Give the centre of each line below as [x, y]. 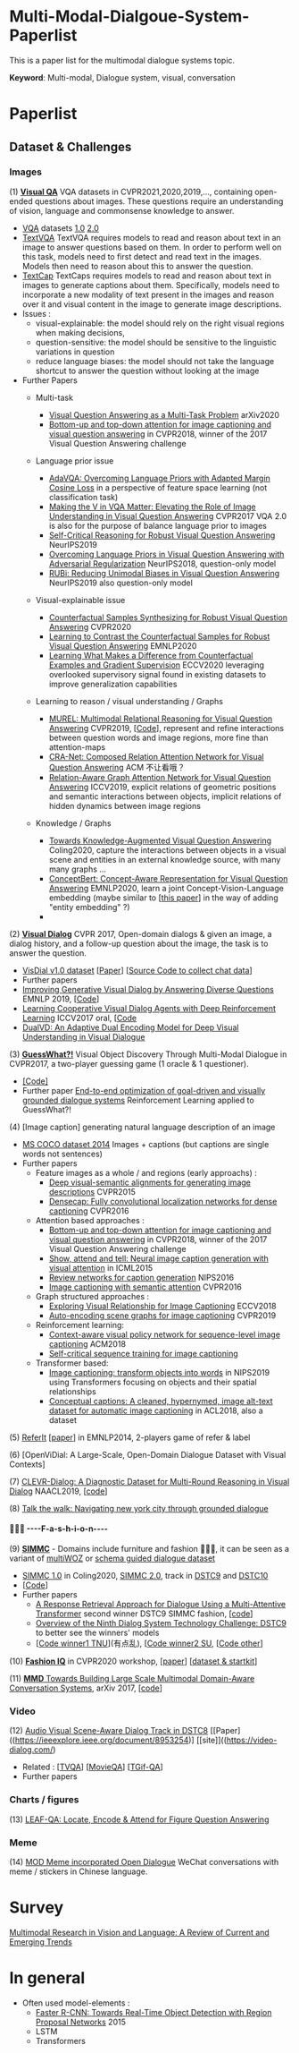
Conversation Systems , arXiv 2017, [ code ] [86, 1688]
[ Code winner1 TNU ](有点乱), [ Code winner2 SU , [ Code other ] [149, 1643]
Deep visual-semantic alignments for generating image [150, 1182]
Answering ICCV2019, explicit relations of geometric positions [162, 787]
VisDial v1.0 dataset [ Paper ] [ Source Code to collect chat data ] [137, 970]
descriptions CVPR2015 [92, 1191]
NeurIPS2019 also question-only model [121, 583]
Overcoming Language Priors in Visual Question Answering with [166, 554]
